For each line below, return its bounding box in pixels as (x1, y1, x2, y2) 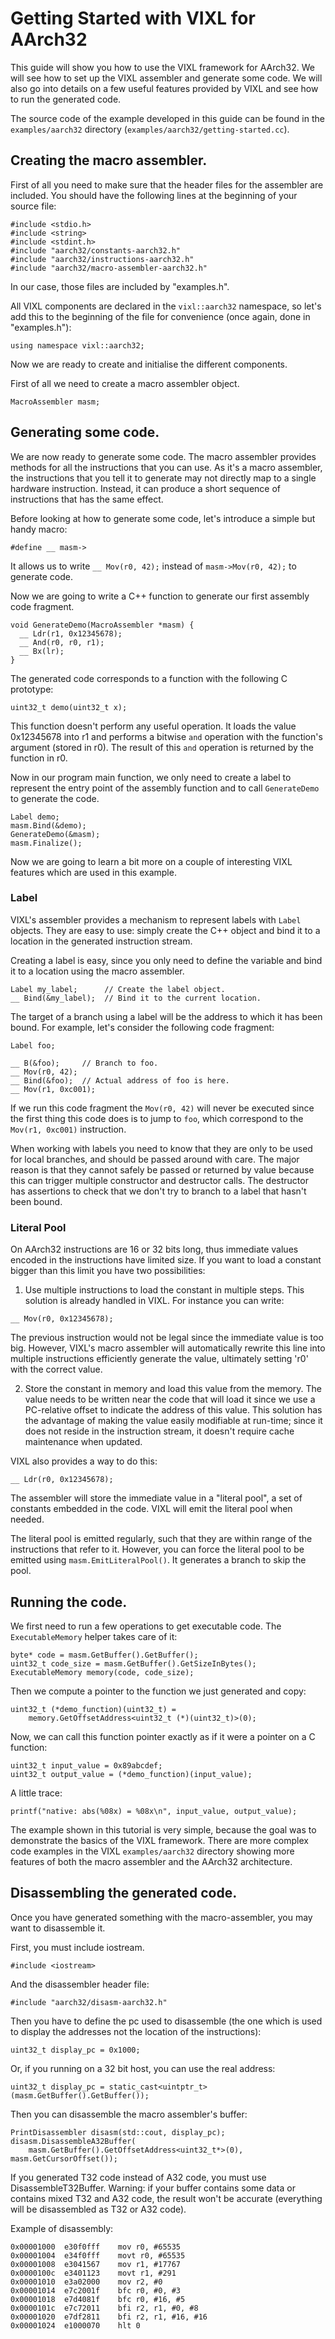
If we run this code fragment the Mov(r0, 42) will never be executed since (10, 1102, 315, 1114)
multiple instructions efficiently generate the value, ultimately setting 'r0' (10, 1353, 309, 1365)
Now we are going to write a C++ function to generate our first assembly (10, 590, 310, 602)
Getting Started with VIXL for (10, 7, 256, 30)
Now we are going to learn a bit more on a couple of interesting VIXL (10, 855, 293, 867)
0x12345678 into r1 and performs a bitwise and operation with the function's (10, 730, 323, 742)
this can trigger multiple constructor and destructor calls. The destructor (10, 1174, 309, 1186)
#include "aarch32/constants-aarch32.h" (10, 245, 182, 256)
